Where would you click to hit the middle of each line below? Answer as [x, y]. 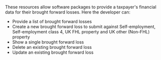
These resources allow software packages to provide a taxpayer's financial [81, 7]
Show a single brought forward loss [48, 42]
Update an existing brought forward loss [53, 52]
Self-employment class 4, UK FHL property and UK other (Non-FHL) [81, 32]
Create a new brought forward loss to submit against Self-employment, [84, 27]
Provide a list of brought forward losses [52, 22]
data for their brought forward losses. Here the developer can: [68, 12]
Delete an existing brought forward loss [52, 47]
